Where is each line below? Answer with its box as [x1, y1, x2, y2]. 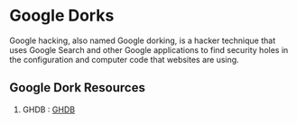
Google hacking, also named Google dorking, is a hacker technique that [9, 35, 276, 46]
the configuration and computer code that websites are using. [9, 54, 239, 65]
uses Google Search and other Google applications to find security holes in [9, 44, 289, 55]
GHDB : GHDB [22, 104, 75, 115]
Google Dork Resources [9, 80, 146, 95]
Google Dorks [9, 5, 115, 26]
